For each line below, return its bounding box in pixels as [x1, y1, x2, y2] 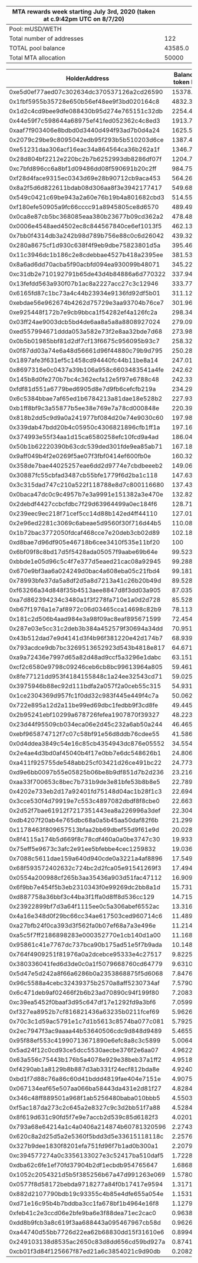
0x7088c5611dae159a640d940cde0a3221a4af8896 [9, 854, 163, 863]
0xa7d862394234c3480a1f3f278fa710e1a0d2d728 [9, 596, 161, 604]
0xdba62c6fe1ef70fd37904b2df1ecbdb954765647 [9, 1161, 158, 1169]
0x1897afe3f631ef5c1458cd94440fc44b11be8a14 [9, 356, 158, 364]
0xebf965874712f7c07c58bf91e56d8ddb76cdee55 [9, 730, 160, 738]
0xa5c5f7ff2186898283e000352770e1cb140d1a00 [9, 931, 161, 939]
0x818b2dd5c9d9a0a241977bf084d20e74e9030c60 [9, 414, 164, 422]
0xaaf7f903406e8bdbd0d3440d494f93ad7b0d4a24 [9, 126, 160, 134]
